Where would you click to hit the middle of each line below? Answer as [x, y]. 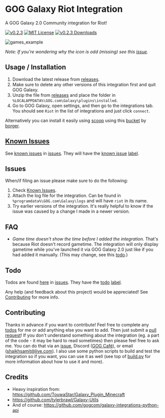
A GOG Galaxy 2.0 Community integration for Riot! [56, 23]
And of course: [27, 405]
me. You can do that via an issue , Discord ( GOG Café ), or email [69, 346]
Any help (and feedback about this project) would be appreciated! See [77, 292]
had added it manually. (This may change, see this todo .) [70, 255]
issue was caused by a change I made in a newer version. [71, 211]
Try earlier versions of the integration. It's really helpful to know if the [82, 206]
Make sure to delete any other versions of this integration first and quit [84, 84]
